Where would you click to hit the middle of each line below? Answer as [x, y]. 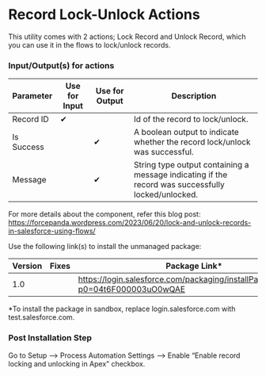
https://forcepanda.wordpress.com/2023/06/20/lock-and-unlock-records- [130, 223]
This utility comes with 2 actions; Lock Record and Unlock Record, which [127, 36]
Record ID [30, 119]
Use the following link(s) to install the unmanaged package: [105, 247]
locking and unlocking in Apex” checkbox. [77, 363]
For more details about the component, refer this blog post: [104, 214]
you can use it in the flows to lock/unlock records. [90, 44]
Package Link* [194, 266]
